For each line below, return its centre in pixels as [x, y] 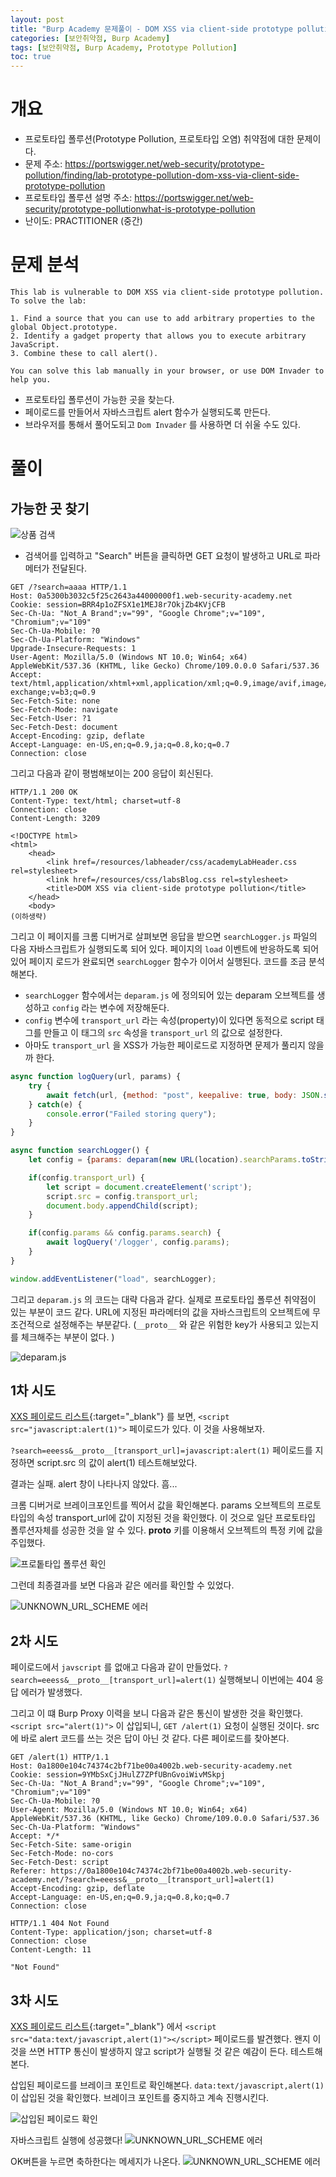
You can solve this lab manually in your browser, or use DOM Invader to [167, 371]
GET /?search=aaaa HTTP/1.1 [69, 587]
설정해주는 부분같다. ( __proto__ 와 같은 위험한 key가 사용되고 [173, 1324]
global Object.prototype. [64, 327]
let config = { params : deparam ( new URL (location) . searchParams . [165, 1160]
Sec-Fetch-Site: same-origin [71, 1845]
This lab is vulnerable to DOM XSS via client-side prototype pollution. [167, 292]
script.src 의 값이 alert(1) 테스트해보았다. [117, 1463]
